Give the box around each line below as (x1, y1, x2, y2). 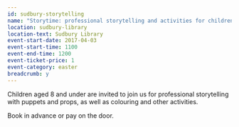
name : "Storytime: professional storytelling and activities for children (7, 17, 234, 24)
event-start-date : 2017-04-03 (7, 37, 97, 44)
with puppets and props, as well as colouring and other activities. (7, 97, 198, 106)
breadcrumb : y (7, 70, 50, 77)
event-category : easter (7, 63, 78, 71)
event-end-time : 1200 (7, 51, 72, 58)
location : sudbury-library (7, 24, 87, 31)
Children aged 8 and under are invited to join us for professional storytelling (7, 90, 229, 98)
